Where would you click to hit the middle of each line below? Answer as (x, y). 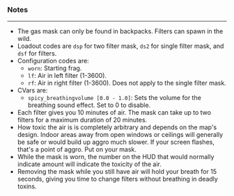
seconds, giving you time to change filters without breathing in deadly (117, 179)
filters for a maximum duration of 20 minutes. (82, 120)
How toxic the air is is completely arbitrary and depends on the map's (117, 127)
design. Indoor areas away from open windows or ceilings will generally (120, 135)
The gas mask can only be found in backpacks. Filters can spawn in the (120, 31)
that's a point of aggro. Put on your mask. (77, 149)
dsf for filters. (37, 54)
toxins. (27, 186)
